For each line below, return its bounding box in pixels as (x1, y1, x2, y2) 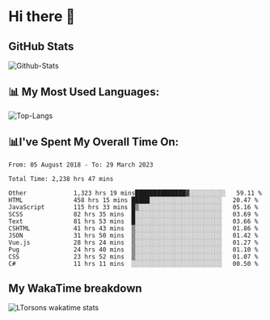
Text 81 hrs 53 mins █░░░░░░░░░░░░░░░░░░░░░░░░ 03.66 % (8, 217, 259, 225)
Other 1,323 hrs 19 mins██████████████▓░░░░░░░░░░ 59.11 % (8, 189, 263, 197)
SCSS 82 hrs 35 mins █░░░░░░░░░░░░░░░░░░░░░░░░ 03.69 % (8, 210, 259, 218)
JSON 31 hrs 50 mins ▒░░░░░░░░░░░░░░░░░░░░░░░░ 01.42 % (8, 231, 259, 239)
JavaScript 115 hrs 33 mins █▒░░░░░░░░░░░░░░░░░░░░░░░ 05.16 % (8, 203, 259, 211)
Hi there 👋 (8, 7, 75, 26)
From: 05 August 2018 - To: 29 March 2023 (8, 161, 154, 169)
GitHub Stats (8, 40, 74, 53)
